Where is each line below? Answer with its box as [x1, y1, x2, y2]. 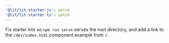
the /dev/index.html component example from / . [5, 32, 109, 38]
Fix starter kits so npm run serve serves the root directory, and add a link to [5, 26, 164, 32]
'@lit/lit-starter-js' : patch [5, 7, 70, 13]
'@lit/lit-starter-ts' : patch [5, 12, 70, 17]
